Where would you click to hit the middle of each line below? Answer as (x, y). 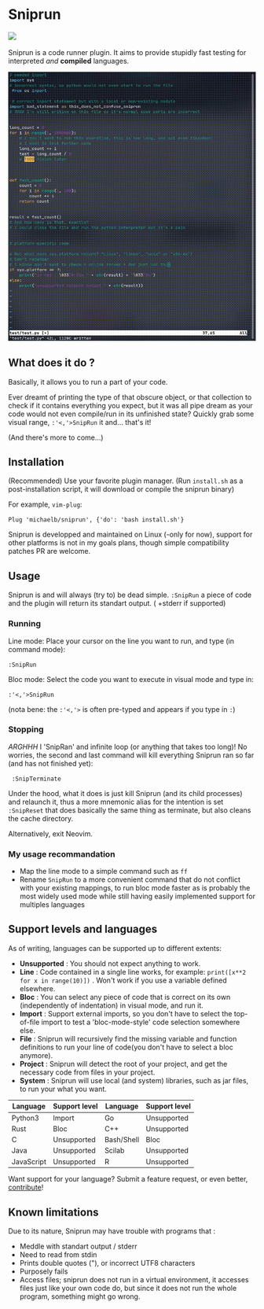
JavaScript (29, 1161)
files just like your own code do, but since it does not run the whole (128, 1288)
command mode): (37, 649)
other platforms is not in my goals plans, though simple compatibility (119, 543)
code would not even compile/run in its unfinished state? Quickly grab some (131, 414)
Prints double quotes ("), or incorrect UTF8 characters (107, 1263)
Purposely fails (44, 1271)
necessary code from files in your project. (87, 1072)
